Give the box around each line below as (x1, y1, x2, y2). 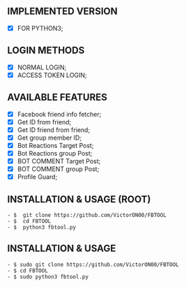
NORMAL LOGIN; (17, 63, 67, 72)
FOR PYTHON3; (17, 24, 63, 32)
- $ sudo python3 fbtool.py (7, 273, 89, 280)
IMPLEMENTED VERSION (7, 6, 118, 17)
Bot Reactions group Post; (17, 149, 93, 157)
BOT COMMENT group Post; (17, 165, 100, 173)
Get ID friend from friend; (17, 125, 91, 134)
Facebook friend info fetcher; (17, 110, 102, 118)
